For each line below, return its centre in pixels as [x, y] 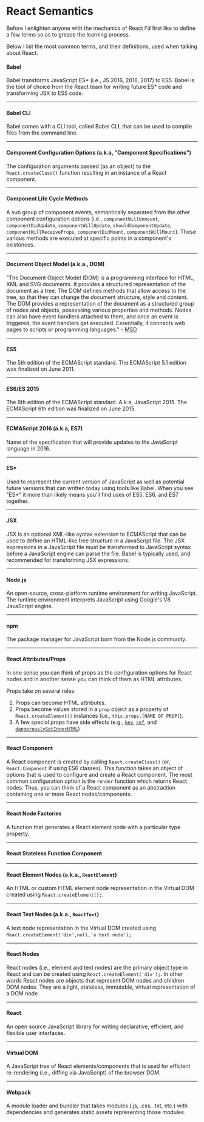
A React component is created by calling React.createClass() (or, [88, 762]
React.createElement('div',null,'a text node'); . [70, 934]
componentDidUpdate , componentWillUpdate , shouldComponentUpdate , [89, 225]
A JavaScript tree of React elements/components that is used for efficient [98, 1066]
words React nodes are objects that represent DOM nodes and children [95, 980]
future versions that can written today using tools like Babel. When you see [100, 488]
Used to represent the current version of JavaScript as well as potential [95, 482]
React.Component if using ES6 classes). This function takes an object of [95, 768]
